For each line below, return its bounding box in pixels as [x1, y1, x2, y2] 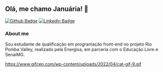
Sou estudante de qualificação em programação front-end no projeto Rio [5, 41, 152, 47]
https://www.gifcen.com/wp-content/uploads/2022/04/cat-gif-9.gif [5, 61, 141, 67]
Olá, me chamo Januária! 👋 [5, 5, 89, 13]
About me [5, 30, 29, 37]
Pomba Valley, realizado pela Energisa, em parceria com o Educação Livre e [5, 47, 158, 52]
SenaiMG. [5, 52, 25, 58]
